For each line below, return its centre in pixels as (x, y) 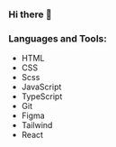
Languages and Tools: (58, 38)
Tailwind (37, 125)
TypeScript (42, 96)
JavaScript (41, 87)
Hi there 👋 (31, 14)
